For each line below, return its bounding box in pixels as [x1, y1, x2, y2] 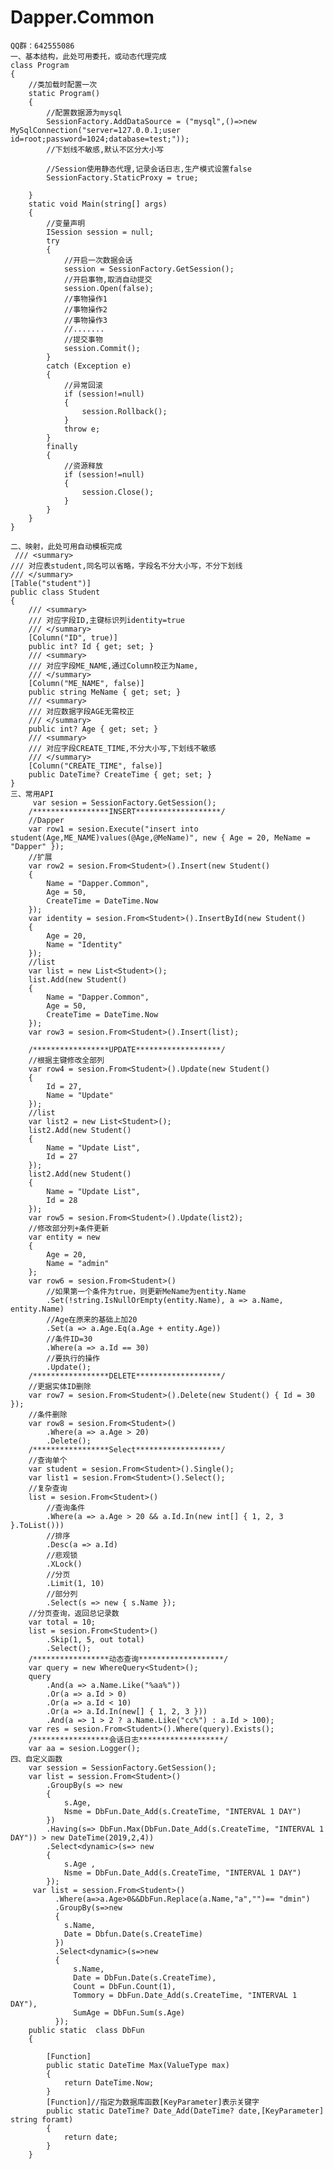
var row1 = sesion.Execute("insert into [28, 824, 199, 834]
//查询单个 [28, 1455, 68, 1465]
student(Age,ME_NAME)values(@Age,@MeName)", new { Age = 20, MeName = [10, 832, 311, 843]
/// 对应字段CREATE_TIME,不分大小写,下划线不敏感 [28, 743, 217, 753]
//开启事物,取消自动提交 [63, 274, 153, 285]
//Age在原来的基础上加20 [46, 1314, 138, 1325]
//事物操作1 [63, 294, 108, 304]
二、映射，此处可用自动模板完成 [10, 541, 123, 551]
